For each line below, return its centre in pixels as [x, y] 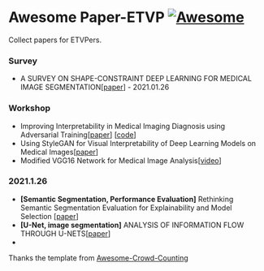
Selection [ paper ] [49, 216]
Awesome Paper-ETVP [87, 17]
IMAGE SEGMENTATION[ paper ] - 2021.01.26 [95, 87]
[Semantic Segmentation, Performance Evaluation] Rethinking [127, 199]
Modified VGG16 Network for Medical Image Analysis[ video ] [121, 160]
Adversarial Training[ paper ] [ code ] [78, 135]
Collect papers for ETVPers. [55, 40]
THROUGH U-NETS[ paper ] [65, 233]
